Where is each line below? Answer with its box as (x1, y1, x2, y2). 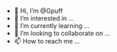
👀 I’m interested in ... (13, 14, 74, 22)
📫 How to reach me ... (13, 37, 80, 45)
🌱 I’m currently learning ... (13, 22, 90, 30)
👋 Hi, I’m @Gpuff (13, 7, 63, 15)
